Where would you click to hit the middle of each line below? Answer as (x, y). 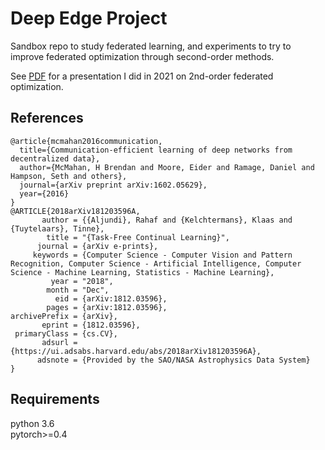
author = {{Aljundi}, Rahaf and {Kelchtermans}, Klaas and (167, 220)
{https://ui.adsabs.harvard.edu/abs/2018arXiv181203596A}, (136, 351)
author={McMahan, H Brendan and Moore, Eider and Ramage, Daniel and (167, 167)
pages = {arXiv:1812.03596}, (107, 307)
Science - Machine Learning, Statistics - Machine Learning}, (142, 272)
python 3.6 (32, 423)
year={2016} (44, 193)
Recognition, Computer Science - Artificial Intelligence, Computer (156, 263)
